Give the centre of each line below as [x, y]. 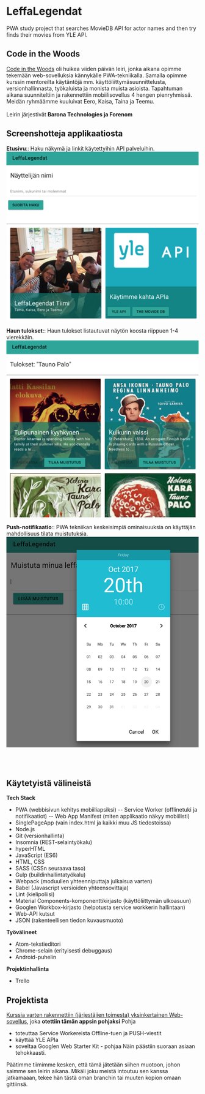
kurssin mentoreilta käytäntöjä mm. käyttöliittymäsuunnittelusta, [86, 81]
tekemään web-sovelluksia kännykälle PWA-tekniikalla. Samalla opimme [97, 75]
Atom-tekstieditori [38, 944]
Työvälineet [22, 932]
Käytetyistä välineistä [49, 783]
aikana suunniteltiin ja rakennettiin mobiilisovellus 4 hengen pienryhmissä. [99, 95]
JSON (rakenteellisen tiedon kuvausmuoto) [69, 921]
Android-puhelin [36, 957]
